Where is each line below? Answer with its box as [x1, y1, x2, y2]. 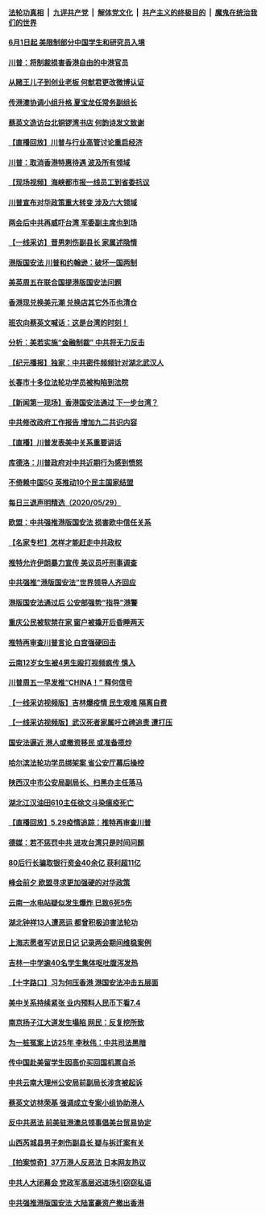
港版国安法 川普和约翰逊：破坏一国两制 [8, 257, 138, 267]
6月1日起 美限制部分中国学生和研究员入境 [8, 37, 145, 48]
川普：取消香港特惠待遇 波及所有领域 [8, 158, 131, 167]
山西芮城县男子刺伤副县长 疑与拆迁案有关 [8, 1137, 145, 1147]
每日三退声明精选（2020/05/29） [8, 497, 122, 507]
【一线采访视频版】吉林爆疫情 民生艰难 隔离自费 [8, 698, 168, 707]
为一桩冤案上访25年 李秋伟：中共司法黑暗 [8, 1037, 147, 1047]
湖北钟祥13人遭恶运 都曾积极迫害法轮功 [8, 918, 139, 927]
